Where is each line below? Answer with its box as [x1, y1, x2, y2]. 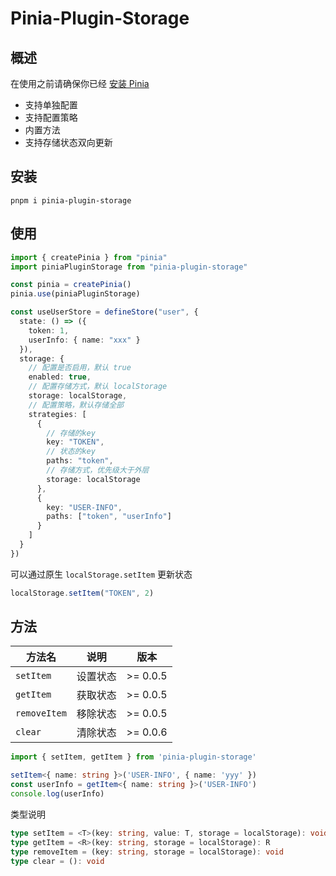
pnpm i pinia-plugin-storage [10, 195, 132, 206]
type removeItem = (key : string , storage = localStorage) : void [10, 847, 284, 857]
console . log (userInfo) [10, 789, 105, 799]
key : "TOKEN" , [46, 437, 105, 447]
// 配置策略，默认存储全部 [28, 400, 124, 410]
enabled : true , [28, 372, 92, 382]
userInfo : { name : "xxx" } [28, 335, 141, 345]
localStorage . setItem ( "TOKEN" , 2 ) [10, 588, 155, 598]
